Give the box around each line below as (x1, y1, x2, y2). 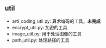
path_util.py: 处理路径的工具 (12, 37, 70, 43)
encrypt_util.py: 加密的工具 (12, 24, 67, 30)
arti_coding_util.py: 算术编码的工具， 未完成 (12, 18, 101, 24)
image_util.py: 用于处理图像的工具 (12, 30, 82, 37)
